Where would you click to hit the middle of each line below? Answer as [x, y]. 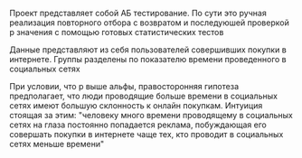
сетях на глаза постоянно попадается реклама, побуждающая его [138, 125]
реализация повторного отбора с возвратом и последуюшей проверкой [149, 23]
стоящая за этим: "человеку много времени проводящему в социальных [151, 115]
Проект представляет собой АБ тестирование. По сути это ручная [138, 13]
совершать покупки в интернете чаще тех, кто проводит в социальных [146, 134]
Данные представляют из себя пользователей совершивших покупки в [148, 50]
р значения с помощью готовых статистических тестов [117, 32]
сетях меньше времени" [57, 144]
